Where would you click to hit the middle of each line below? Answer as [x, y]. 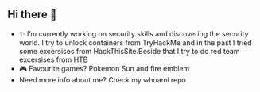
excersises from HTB [53, 59]
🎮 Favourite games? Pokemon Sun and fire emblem [104, 68]
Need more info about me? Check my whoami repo [102, 79]
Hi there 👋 [32, 15]
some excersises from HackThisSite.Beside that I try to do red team [129, 51]
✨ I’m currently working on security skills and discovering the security [134, 33]
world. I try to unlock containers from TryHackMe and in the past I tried [135, 42]
